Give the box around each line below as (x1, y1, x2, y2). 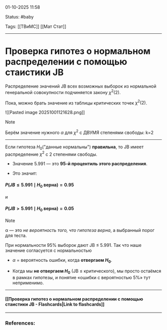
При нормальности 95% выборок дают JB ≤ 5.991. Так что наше (5, 242, 142, 248)
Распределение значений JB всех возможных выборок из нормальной (5, 83, 157, 89)
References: (5, 320, 36, 327)
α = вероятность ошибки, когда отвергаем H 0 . (12, 257, 112, 264)
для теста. (5, 232, 27, 238)
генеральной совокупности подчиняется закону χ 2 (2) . (5, 88, 121, 95)
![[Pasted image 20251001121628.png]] (5, 110, 85, 115)
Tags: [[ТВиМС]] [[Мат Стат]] (5, 23, 67, 29)
